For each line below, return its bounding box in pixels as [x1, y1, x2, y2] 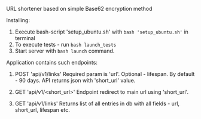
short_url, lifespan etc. [14, 106, 70, 113]
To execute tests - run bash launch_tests [14, 41, 117, 48]
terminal [14, 35, 36, 41]
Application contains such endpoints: [6, 59, 98, 66]
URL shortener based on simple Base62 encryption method [6, 5, 153, 12]
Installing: [6, 17, 30, 23]
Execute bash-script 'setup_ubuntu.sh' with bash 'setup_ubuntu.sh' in [14, 28, 188, 35]
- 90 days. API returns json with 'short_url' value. [14, 77, 136, 84]
